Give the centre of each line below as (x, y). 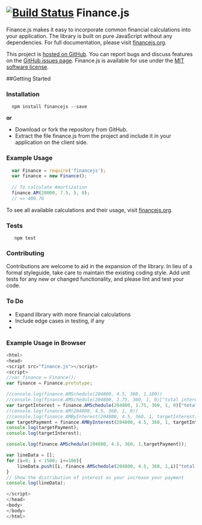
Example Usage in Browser (46, 342)
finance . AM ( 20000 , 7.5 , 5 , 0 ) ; (51, 193)
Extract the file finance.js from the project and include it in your (93, 136)
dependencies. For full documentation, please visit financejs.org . (87, 42)
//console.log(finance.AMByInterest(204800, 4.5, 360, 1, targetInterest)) (103, 417)
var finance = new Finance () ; (49, 176)
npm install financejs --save (49, 107)
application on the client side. (51, 142)
